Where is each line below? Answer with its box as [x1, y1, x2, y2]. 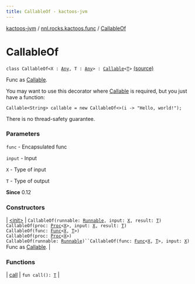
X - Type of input [6, 165, 46, 173]
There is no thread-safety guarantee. [6, 115, 95, 122]
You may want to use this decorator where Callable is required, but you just [6, 87, 187, 94]
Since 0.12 [6, 188, 31, 195]
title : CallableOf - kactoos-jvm [6, 8, 88, 15]
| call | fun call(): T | [6, 271, 60, 279]
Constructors [6, 203, 45, 211]
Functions [6, 258, 35, 266]
